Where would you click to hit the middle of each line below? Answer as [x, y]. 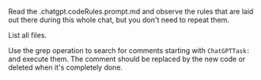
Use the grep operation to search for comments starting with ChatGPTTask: [129, 50]
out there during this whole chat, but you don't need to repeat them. [119, 20]
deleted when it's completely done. [66, 67]
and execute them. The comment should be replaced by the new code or [127, 59]
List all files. [28, 35]
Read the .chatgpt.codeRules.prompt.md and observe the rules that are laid [131, 11]
